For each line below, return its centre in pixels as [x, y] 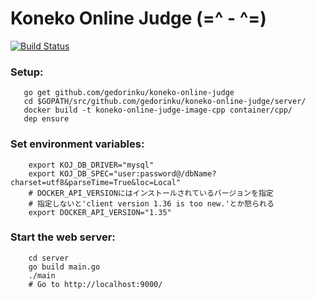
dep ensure [46, 119]
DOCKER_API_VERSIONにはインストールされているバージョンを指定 [155, 193]
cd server [49, 258]
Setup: [27, 72]
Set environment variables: [77, 144]
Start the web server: [63, 237]
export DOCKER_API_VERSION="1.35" [100, 212]
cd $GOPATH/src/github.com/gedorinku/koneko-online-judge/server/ [165, 102]
